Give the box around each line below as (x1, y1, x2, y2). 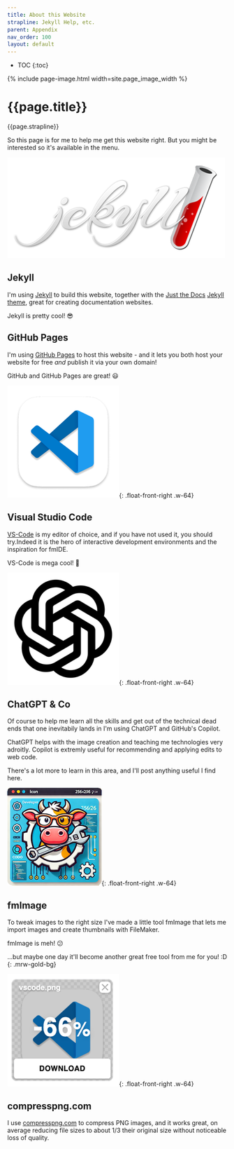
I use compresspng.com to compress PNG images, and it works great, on (7, 1118, 218, 1127)
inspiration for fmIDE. (7, 545, 68, 553)
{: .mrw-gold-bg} (7, 960, 57, 969)
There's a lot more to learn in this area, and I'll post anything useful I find (7, 766, 217, 775)
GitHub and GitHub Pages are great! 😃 (7, 372, 119, 380)
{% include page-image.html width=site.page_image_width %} (7, 74, 188, 83)
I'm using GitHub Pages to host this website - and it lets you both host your (7, 351, 224, 359)
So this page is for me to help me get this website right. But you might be (7, 136, 217, 144)
